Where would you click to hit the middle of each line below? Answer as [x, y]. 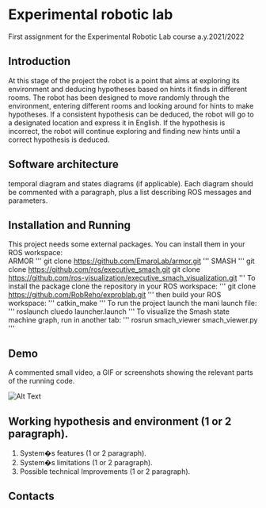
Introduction [40, 61]
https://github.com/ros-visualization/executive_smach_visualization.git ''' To [132, 278]
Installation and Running [70, 225]
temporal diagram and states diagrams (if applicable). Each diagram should [131, 183]
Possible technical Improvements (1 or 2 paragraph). [105, 472]
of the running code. [42, 381]
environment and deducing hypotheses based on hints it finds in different [128, 89]
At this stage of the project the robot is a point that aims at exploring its [124, 80]
